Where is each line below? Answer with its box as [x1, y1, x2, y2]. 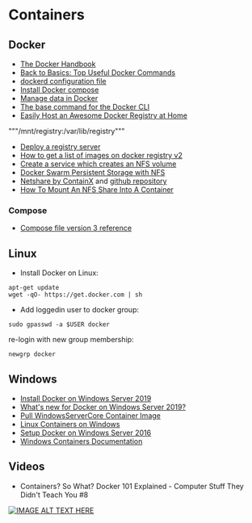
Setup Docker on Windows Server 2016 [19, 428, 152, 437]
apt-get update [8, 284, 60, 292]
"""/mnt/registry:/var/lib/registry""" [8, 127, 125, 136]
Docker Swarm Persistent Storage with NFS [19, 168, 166, 177]
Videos [8, 460, 45, 474]
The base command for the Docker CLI [19, 103, 150, 111]
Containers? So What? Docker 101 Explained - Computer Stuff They [19, 481, 244, 491]
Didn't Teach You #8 [19, 490, 89, 500]
